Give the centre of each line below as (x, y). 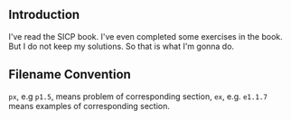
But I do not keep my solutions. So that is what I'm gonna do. (122, 46)
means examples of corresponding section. (89, 106)
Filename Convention (70, 74)
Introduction (44, 15)
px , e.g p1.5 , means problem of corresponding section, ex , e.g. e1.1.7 (138, 96)
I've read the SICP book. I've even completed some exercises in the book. (146, 36)
